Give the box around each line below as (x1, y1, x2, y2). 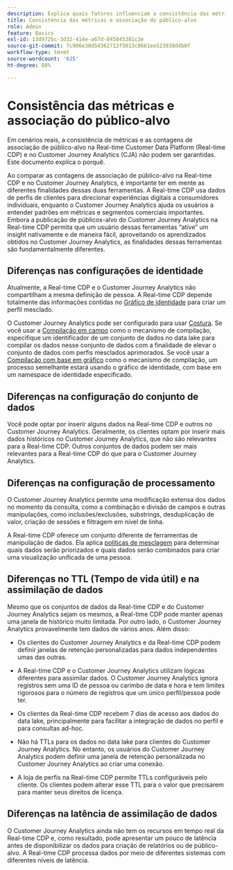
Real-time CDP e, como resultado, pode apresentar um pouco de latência (7, 834, 217, 842)
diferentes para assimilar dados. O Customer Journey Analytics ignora (17, 674, 218, 682)
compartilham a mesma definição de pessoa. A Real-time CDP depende (7, 291, 213, 299)
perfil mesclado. (7, 306, 54, 314)
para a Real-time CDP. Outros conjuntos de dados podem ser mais (7, 442, 198, 451)
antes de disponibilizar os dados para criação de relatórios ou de (7, 841, 193, 849)
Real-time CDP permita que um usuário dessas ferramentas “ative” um (7, 223, 209, 231)
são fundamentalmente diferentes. (7, 244, 105, 253)
